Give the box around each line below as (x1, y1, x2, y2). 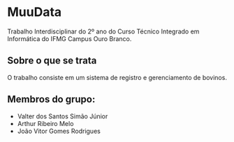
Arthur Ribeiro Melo (17, 119, 74, 127)
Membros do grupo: (7, 93, 96, 105)
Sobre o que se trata (7, 55, 97, 67)
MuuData (7, 4, 62, 20)
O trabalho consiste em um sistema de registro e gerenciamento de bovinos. (7, 73, 227, 81)
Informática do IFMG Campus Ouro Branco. (7, 34, 132, 42)
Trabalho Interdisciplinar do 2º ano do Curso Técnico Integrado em (7, 27, 200, 35)
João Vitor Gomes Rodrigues (17, 127, 101, 135)
